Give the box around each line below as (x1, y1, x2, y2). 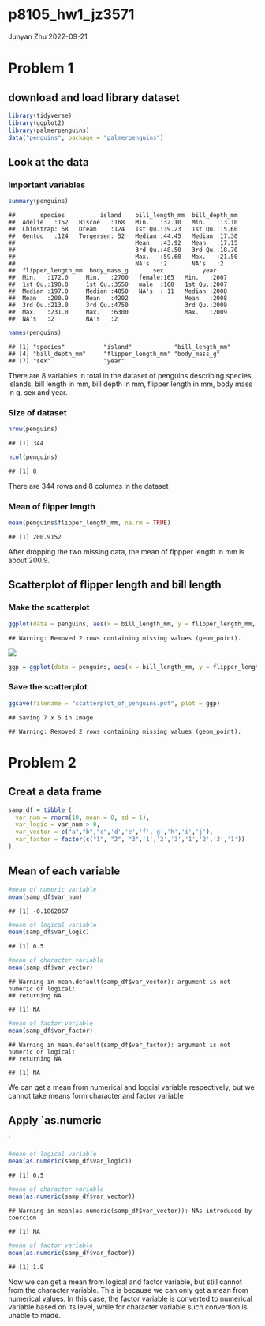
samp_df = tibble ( (8, 806, 73, 814)
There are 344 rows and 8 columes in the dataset (8, 481, 169, 490)
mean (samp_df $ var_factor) (8, 1027, 93, 1035)
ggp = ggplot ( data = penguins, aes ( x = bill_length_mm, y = (8, 663, 211, 671)
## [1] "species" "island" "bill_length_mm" (8, 343, 231, 351)
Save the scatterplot (8, 682, 88, 693)
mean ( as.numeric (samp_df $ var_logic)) (8, 1157, 132, 1166)
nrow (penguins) (8, 425, 58, 434)
